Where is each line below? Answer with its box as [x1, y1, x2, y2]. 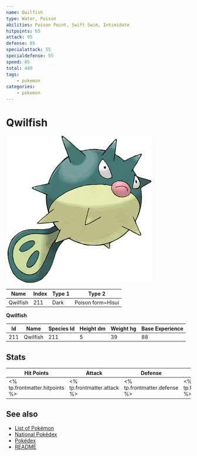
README [14, 444, 37, 451]
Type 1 [52, 290, 70, 297]
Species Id [48, 325, 75, 332]
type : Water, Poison [6, 15, 57, 22]
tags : [6, 71, 19, 78]
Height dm [79, 325, 106, 332]
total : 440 [6, 65, 33, 71]
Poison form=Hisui [74, 299, 120, 306]
